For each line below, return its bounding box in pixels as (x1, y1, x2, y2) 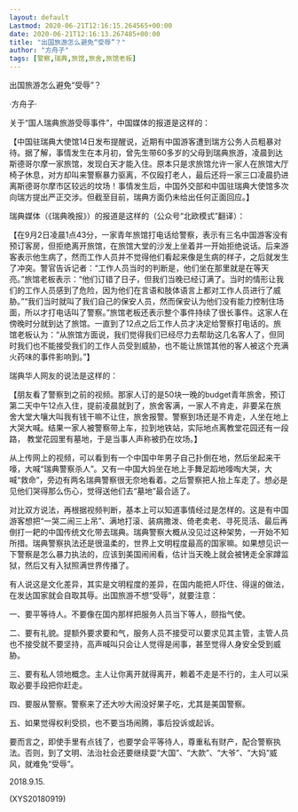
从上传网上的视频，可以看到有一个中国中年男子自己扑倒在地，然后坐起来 (9, 453, 273, 462)
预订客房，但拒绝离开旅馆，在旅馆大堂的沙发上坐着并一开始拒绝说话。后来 (9, 240, 281, 251)
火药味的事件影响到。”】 (9, 351, 95, 362)
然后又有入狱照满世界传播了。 (24, 560, 134, 571)
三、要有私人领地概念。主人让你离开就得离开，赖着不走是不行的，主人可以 (9, 669, 281, 679)
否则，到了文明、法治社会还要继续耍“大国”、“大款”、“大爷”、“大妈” (24, 747, 271, 758)
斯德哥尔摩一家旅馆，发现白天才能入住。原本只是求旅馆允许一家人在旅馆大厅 (9, 159, 289, 169)
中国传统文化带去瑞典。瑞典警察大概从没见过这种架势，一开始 (47, 527, 273, 537)
